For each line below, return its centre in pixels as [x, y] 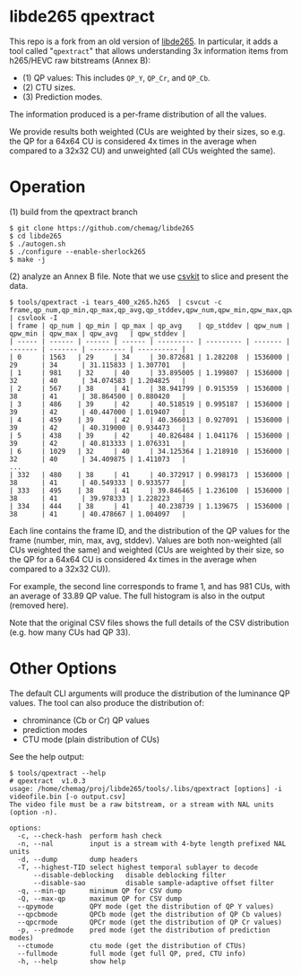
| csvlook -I [34, 318]
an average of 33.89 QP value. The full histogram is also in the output [138, 596]
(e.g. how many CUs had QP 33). [70, 632]
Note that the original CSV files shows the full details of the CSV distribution [149, 622]
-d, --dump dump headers [78, 859]
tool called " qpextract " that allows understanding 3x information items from [149, 50]
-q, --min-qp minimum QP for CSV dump [99, 891]
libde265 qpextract [82, 17]
